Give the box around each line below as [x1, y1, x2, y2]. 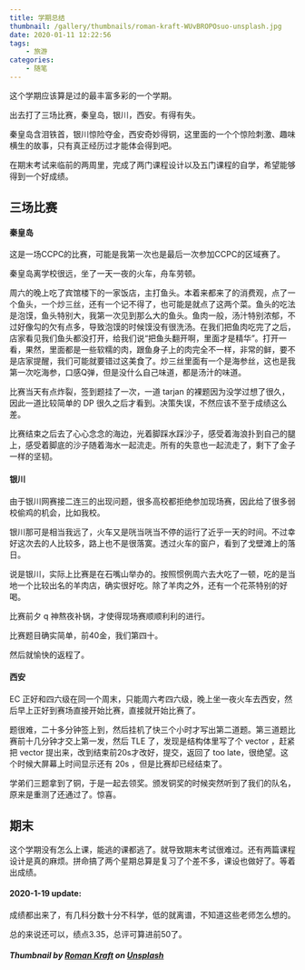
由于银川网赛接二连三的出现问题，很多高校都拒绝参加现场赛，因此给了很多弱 [9, 495, 296, 506]
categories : [9, 55, 54, 65]
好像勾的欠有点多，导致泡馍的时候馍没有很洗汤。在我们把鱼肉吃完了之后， [16, 322, 296, 333]
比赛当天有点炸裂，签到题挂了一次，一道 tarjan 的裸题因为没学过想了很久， [9, 386, 290, 397]
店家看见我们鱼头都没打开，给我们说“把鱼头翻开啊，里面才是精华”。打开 [9, 333, 280, 344]
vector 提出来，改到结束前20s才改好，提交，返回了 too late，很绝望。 [19, 746, 281, 757]
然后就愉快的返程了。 [9, 649, 89, 660]
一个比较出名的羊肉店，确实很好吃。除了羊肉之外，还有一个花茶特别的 [16, 579, 280, 591]
